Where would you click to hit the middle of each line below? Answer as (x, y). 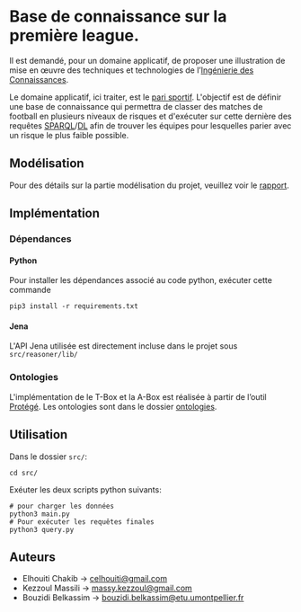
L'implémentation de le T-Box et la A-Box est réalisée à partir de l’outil (138, 396)
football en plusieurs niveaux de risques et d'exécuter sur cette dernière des (150, 116)
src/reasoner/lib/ (44, 355)
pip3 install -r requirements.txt (74, 306)
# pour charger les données (62, 506)
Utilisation (39, 435)
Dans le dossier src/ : (49, 457)
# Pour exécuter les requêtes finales (82, 522)
